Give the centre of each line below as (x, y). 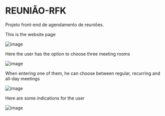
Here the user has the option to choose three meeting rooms (68, 54)
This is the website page (31, 34)
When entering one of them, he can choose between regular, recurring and (83, 73)
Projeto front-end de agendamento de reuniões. (55, 25)
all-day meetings (23, 78)
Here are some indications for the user (45, 98)
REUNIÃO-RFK (36, 11)
